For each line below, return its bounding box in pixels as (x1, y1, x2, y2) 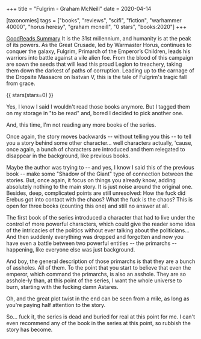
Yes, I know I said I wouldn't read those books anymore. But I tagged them (6, 103, 191, 110)
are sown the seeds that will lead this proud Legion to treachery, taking (6, 60, 182, 68)
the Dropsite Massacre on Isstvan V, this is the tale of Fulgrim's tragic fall (6, 74, 187, 80)
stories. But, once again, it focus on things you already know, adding (6, 177, 176, 183)
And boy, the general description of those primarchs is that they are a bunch (6, 258, 196, 265)
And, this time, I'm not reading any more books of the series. (6, 121, 156, 128)
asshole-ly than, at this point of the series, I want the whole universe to (6, 277, 182, 284)
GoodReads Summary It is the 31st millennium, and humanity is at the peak (6, 35, 191, 42)
